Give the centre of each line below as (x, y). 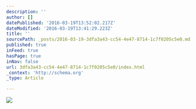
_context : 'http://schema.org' (45, 73)
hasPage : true (24, 56)
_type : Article (25, 78)
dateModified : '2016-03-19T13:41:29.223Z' (60, 28)
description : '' (26, 12)
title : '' (18, 34)
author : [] (20, 17)
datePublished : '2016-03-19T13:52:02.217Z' (61, 23)
